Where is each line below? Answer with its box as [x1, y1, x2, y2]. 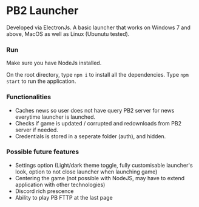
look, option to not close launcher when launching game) [15, 168, 158, 175]
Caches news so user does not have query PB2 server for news [15, 107, 175, 114]
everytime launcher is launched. [15, 113, 96, 121]
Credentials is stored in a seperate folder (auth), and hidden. [15, 132, 166, 140]
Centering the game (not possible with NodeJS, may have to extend [15, 174, 185, 181]
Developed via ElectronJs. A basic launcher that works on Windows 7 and [6, 24, 191, 31]
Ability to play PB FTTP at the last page [15, 194, 113, 201]
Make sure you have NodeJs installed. [6, 59, 102, 67]
